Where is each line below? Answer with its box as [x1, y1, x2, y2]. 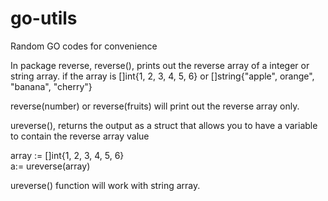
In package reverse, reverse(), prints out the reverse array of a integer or [10, 59, 310, 71]
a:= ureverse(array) [10, 160, 91, 172]
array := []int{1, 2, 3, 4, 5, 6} [10, 149, 125, 161]
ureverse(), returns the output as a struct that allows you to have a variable [10, 119, 318, 131]
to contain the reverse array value [10, 130, 150, 142]
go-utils [10, 7, 78, 30]
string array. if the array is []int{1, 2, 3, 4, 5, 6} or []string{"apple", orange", [10, 70, 315, 82]
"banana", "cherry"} [10, 80, 93, 92]
